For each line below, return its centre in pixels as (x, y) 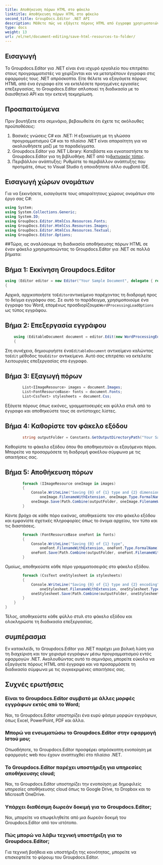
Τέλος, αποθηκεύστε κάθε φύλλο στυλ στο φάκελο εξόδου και (69, 616)
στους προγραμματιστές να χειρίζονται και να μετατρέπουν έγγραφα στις (80, 73)
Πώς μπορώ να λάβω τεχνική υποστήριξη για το (64, 835)
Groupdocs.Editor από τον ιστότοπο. (41, 823)
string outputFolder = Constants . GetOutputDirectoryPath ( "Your (88, 437)
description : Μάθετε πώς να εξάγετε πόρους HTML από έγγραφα (68, 23)
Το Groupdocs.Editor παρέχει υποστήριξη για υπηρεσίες (73, 767)
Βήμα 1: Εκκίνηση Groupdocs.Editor (60, 270)
